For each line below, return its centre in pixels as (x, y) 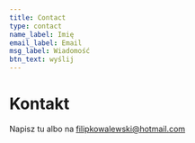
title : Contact (38, 18)
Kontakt (40, 104)
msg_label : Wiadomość (50, 51)
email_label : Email (46, 43)
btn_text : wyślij (42, 59)
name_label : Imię (42, 34)
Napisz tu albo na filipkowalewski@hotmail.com (97, 129)
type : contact (36, 26)
